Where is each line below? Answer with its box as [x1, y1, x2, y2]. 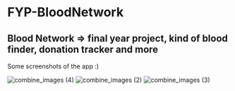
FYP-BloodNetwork [7, 4, 124, 20]
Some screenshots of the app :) [7, 62, 100, 71]
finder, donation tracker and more [7, 43, 159, 55]
